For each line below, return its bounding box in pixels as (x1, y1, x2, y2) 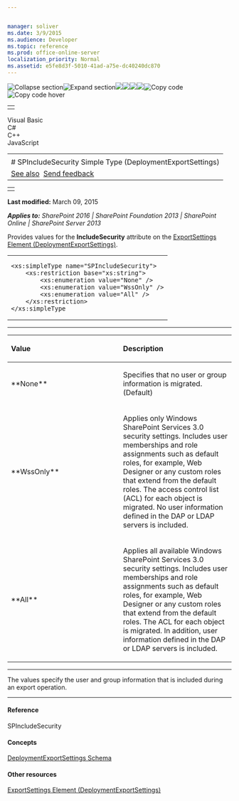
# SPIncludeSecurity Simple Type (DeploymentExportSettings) (11, 157, 220, 167)
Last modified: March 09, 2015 (7, 197, 98, 206)
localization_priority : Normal (7, 56, 100, 63)
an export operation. (7, 683, 68, 692)
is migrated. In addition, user (123, 625, 218, 635)
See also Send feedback (11, 168, 95, 178)
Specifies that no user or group (123, 370, 227, 380)
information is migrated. (123, 378, 203, 388)
